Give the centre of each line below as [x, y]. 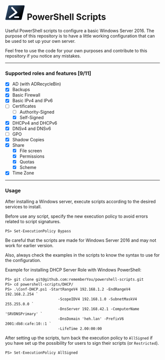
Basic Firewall [26, 95]
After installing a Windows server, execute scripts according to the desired [81, 201]
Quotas [27, 162]
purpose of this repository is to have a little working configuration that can [80, 36]
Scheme [28, 167]
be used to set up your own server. [41, 41]
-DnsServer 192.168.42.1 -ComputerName [98, 309]
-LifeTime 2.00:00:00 [80, 328]
